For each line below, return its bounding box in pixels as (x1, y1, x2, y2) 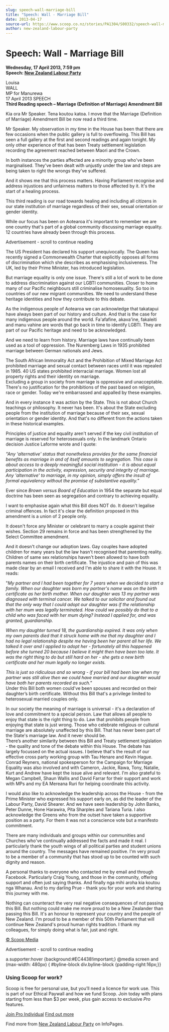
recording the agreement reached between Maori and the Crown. (6, 147, 141, 154)
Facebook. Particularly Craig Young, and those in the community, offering (6, 874, 157, 880)
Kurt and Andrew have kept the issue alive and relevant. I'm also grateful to (6, 770, 161, 776)
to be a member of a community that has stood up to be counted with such (6, 854, 160, 860)
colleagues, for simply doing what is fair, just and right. (6, 927, 119, 933)
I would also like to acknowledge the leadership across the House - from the (6, 791, 163, 797)
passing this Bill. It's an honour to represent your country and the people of (6, 911, 161, 917)
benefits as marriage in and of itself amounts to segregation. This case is (6, 457, 158, 463)
